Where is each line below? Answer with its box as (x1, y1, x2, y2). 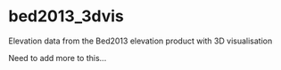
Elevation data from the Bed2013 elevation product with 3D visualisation (8, 35, 273, 46)
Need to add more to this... (8, 52, 107, 63)
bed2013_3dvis (8, 6, 124, 27)
